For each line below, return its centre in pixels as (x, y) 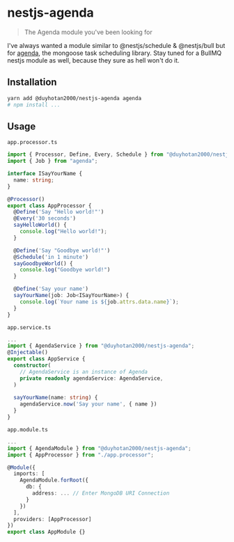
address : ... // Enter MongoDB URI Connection (101, 493)
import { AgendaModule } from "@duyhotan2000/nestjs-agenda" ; (99, 448)
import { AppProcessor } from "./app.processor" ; (81, 455)
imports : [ (29, 474)
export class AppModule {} (46, 532)
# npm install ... (34, 105)
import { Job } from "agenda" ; (53, 161)
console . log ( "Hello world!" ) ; (64, 232)
